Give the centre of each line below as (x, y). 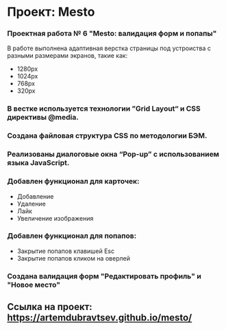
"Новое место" (34, 285)
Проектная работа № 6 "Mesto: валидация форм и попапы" (112, 34)
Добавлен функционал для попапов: (72, 236)
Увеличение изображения (55, 218)
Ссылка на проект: (50, 307)
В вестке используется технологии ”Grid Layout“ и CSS (104, 109)
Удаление (31, 203)
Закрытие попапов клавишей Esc (66, 251)
